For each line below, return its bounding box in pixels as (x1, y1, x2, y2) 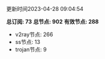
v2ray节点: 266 (15, 31, 53, 38)
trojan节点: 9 (15, 46, 47, 53)
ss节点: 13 (15, 39, 41, 45)
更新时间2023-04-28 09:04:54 (6, 5, 84, 12)
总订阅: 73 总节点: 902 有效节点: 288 (6, 18, 99, 25)
